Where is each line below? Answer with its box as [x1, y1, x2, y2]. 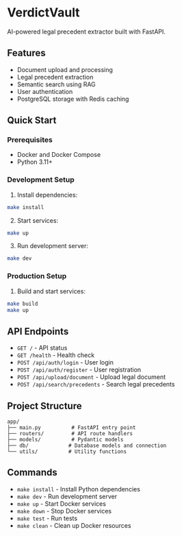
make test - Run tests [16, 514, 77, 522]
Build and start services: [16, 287, 86, 295]
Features [7, 47, 46, 59]
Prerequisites [7, 135, 53, 145]
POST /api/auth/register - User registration [16, 365, 142, 374]
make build [7, 300, 38, 307]
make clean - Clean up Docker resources [16, 521, 131, 529]
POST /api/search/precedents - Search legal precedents [16, 380, 175, 389]
